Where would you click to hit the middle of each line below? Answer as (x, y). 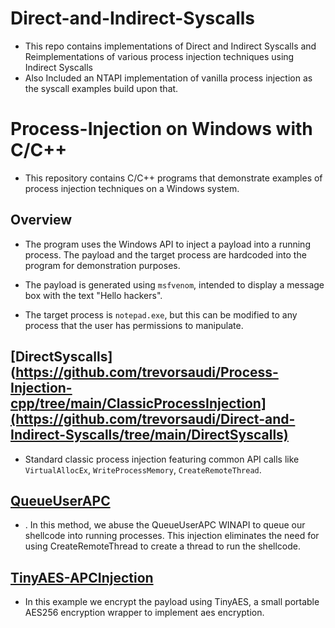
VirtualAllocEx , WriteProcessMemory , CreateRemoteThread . (143, 469)
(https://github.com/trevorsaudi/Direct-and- (153, 419)
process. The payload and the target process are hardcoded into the (165, 254)
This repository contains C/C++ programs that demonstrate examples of (173, 178)
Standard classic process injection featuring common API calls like (162, 459)
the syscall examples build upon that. (101, 88)
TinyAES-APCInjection (82, 577)
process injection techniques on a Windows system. (132, 188)
